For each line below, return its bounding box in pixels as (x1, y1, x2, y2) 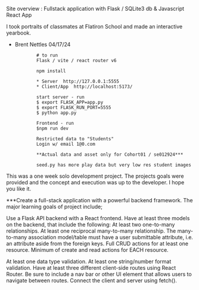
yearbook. (6, 29, 32, 36)
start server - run (36, 94, 85, 100)
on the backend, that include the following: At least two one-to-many (6, 221, 175, 228)
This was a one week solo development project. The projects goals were (6, 172, 184, 180)
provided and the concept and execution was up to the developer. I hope (6, 179, 185, 186)
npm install (36, 68, 66, 74)
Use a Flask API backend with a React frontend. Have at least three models (6, 215, 190, 221)
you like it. (6, 185, 32, 192)
